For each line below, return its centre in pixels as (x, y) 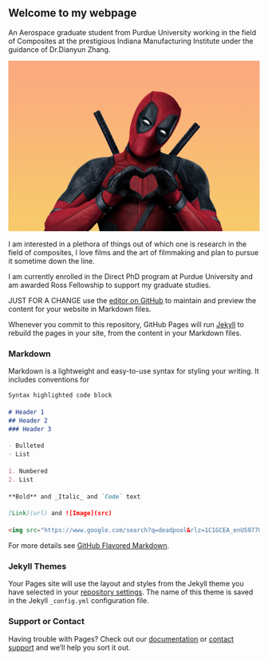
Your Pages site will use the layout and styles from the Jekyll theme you (126, 584)
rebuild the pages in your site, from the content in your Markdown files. (125, 333)
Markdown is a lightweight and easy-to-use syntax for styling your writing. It (134, 371)
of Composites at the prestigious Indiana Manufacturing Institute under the (131, 41)
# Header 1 (26, 412)
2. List (21, 479)
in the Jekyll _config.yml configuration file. (79, 601)
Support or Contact (47, 622)
